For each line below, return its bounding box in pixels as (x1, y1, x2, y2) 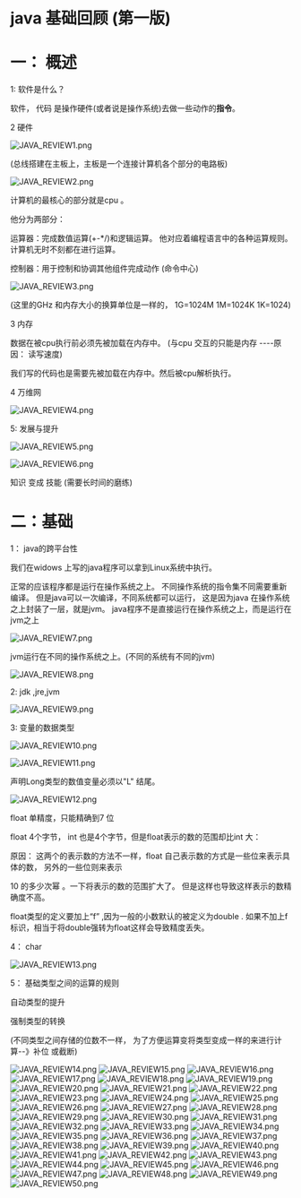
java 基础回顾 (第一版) (10, 8, 171, 29)
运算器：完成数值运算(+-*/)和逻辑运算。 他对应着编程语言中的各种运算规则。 (10, 233, 293, 244)
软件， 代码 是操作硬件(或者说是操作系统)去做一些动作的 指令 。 (10, 103, 241, 114)
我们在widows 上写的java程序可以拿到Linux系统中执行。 (10, 562, 218, 573)
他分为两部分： (10, 214, 65, 225)
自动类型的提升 (10, 996, 65, 1008)
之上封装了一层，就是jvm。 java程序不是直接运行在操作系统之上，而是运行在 (10, 604, 292, 615)
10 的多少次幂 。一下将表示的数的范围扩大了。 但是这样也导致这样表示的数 (10, 881, 285, 892)
